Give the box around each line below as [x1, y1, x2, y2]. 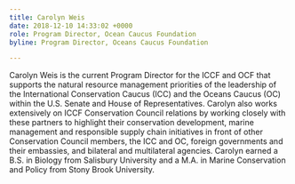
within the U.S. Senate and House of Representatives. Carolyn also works [9, 99, 278, 109]
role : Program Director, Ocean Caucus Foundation [9, 29, 197, 38]
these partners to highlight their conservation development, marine [9, 117, 255, 128]
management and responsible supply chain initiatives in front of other [9, 126, 264, 138]
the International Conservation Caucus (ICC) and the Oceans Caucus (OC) [9, 89, 282, 100]
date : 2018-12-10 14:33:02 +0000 [9, 21, 133, 30]
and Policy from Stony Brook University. [9, 164, 155, 175]
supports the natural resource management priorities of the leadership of [9, 79, 277, 90]
